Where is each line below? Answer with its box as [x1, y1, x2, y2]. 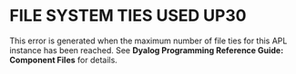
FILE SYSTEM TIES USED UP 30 [9, 5, 247, 26]
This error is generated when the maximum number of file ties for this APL [9, 35, 288, 46]
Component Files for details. [9, 54, 118, 65]
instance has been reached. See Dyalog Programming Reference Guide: [9, 44, 284, 55]
